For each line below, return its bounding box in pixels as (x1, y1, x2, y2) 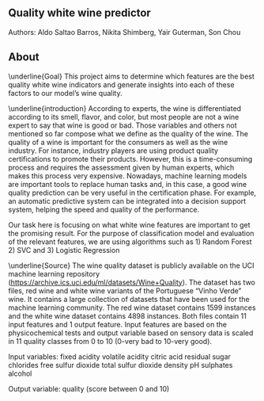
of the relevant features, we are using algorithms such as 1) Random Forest (8, 237, 252, 246)
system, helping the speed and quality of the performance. (8, 204, 200, 214)
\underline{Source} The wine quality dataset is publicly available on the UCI (8, 261, 255, 270)
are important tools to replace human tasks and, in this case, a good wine (8, 179, 247, 189)
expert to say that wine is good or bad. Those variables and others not (8, 120, 237, 130)
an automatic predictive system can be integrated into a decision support (8, 196, 247, 205)
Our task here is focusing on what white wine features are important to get (8, 220, 251, 229)
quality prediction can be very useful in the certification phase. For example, (8, 188, 257, 197)
